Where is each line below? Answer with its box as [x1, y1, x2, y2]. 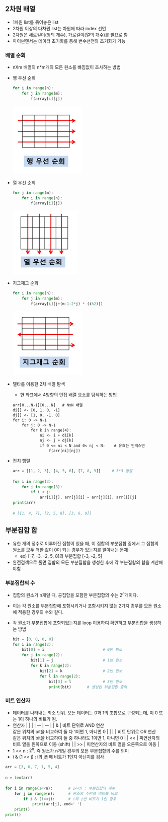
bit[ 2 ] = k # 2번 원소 [39, 668, 122, 674]
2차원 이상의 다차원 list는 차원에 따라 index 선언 [12, 25, 107, 31]
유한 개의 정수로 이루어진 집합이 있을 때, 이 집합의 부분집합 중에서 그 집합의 [12, 540, 159, 546]
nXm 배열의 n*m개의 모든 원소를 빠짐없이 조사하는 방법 [12, 64, 121, 70]
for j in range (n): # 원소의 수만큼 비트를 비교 [14, 791, 118, 796]
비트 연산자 [5, 697, 31, 704]
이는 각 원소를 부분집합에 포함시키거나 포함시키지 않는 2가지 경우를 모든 [12, 603, 152, 609]
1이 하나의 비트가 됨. [18, 716, 58, 722]
